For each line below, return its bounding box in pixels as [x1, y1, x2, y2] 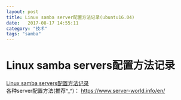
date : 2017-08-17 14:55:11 [6, 20, 79, 26]
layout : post [6, 8, 39, 15]
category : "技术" [6, 25, 48, 32]
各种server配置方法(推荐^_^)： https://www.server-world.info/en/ [6, 87, 165, 95]
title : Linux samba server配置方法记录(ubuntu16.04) [6, 14, 135, 20]
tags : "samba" [6, 31, 42, 37]
